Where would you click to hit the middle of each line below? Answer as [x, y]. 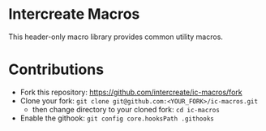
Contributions [56, 70]
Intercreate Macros [74, 14]
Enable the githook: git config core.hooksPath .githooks [117, 118]
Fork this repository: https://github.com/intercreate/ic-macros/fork [131, 92]
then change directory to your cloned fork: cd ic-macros [126, 109]
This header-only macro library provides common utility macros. [116, 37]
